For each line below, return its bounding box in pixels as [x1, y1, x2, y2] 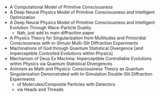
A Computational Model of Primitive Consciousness [9, 4, 113, 10]
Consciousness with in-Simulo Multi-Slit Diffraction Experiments [9, 40, 139, 46]
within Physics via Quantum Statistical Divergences [9, 61, 113, 66]
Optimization [9, 15, 36, 20]
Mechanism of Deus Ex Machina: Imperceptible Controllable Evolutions [9, 56, 152, 61]
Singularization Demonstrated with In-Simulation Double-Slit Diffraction [9, 71, 153, 77]
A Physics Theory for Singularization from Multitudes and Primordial [9, 35, 146, 41]
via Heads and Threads [17, 87, 64, 92]
